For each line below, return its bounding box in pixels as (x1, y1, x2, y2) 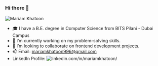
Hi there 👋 (5, 4, 30, 11)
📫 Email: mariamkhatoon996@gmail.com (12, 49, 97, 55)
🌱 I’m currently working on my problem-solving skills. (12, 38, 121, 44)
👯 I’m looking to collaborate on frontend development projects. (12, 43, 140, 49)
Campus (12, 33, 30, 38)
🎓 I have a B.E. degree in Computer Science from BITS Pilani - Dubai (12, 26, 154, 32)
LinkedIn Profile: (12, 56, 45, 62)
